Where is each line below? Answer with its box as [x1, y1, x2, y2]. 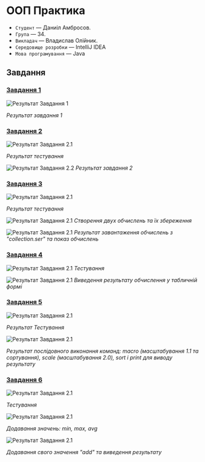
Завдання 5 [6, 298, 43, 306]
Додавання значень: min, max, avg [6, 425, 98, 432]
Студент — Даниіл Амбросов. [15, 24, 92, 31]
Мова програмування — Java [15, 49, 85, 57]
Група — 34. [15, 30, 46, 37]
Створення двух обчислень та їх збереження [74, 217, 192, 225]
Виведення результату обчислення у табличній [74, 276, 198, 284]
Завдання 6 [6, 375, 43, 384]
